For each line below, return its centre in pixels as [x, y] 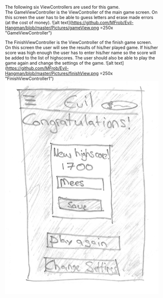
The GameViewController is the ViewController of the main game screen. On [81, 12]
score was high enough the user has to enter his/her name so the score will [81, 53]
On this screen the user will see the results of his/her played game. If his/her [81, 47]
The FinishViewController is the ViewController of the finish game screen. [79, 42]
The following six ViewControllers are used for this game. [63, 7]
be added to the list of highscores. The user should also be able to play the [80, 58]
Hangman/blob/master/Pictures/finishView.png [52, 73]
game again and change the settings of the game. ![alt [59, 63]
